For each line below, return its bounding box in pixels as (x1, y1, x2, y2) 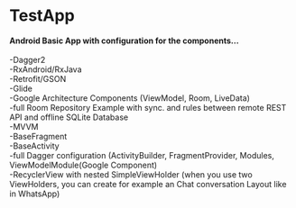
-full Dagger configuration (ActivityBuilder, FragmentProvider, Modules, (9, 149, 275, 160)
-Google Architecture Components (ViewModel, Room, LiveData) (9, 92, 251, 104)
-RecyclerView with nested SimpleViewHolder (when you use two (9, 168, 253, 180)
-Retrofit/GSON (9, 73, 67, 84)
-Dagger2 (9, 54, 46, 65)
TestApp (9, 5, 75, 26)
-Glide (9, 83, 33, 94)
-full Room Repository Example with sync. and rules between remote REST (9, 102, 287, 113)
